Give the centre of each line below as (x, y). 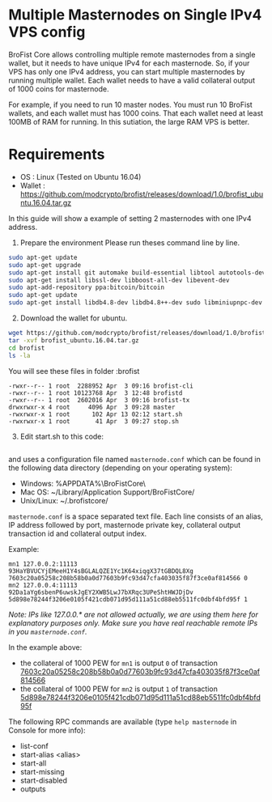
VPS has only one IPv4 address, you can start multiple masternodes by (127, 71)
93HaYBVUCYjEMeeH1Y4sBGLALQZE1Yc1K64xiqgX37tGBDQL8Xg (101, 571)
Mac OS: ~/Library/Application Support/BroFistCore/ (107, 492)
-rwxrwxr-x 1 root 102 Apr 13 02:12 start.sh (96, 414)
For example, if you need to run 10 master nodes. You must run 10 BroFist (130, 104)
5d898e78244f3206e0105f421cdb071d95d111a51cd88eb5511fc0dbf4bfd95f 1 (128, 599)
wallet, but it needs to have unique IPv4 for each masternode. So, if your (129, 63)
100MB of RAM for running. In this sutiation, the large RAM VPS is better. (129, 121)
